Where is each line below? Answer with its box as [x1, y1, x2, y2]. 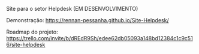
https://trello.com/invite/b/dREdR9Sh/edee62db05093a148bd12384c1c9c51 [6, 35, 193, 41]
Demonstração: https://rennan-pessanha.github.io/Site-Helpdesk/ [6, 17, 169, 23]
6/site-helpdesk [6, 41, 46, 48]
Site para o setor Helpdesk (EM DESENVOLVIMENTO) [6, 5, 138, 12]
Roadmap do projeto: [6, 28, 58, 35]
